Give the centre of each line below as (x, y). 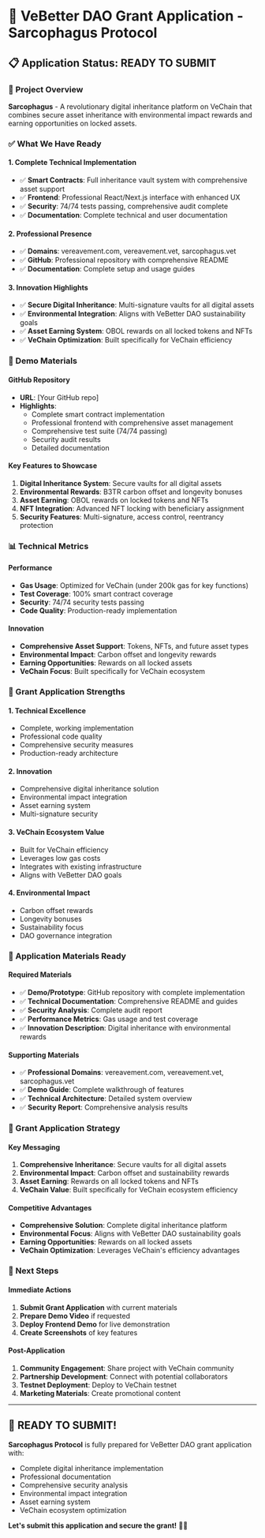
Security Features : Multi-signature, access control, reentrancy (122, 517)
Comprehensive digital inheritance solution (89, 789)
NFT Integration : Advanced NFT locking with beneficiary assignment (132, 508)
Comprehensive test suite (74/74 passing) (99, 431)
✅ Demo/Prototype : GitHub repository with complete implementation (132, 992)
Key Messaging (34, 1147)
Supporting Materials (44, 1055)
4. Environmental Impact (49, 893)
